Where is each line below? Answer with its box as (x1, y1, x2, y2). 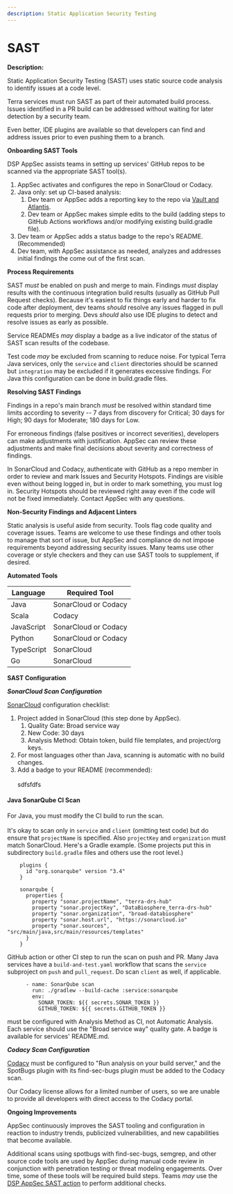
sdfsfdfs (17, 780, 42, 788)
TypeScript (10, 644, 46, 654)
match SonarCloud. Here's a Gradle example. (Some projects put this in (7, 840, 212, 849)
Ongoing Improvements (7, 1107, 78, 1116)
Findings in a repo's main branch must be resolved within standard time (7, 401, 212, 409)
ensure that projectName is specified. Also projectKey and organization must (7, 833, 226, 842)
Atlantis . (27, 202, 51, 211)
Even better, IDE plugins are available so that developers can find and (7, 126, 206, 134)
